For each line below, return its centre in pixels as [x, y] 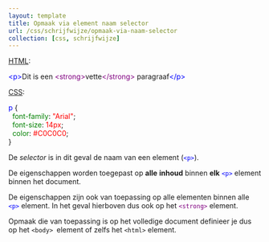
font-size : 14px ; [38, 125]
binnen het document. [45, 182]
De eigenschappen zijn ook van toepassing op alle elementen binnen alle [129, 197]
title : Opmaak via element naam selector [79, 23]
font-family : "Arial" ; [44, 117]
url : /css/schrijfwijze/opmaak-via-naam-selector [93, 31]
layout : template [37, 16]
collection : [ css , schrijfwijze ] [64, 38]
